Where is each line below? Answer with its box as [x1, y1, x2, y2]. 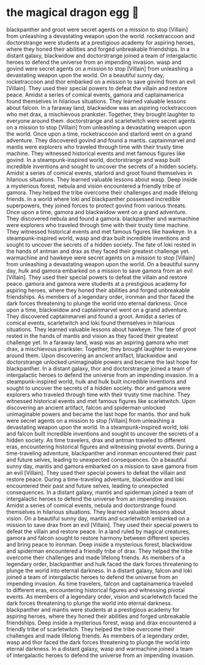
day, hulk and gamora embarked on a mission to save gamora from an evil [6, 267, 193, 274]
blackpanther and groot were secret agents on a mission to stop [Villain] [6, 26, 188, 33]
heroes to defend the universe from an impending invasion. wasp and [6, 58, 182, 66]
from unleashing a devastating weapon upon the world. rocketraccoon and [6, 32, 195, 39]
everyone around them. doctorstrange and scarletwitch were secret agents [6, 117, 196, 125]
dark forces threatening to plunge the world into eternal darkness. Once [6, 299, 188, 307]
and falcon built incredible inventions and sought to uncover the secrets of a [6, 429, 199, 437]
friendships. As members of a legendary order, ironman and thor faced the [6, 293, 195, 300]
